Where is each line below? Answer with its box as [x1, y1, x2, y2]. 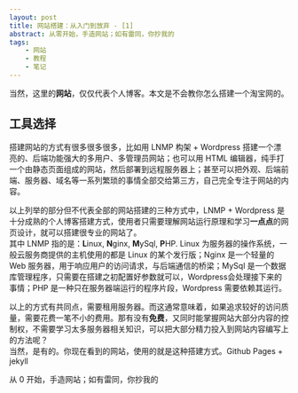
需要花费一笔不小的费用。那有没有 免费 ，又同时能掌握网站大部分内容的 [24, 312, 281, 323]
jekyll [9, 356, 28, 366]
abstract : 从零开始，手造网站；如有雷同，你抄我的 [9, 29, 175, 38]
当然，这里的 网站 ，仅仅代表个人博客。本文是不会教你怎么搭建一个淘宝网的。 [9, 88, 289, 98]
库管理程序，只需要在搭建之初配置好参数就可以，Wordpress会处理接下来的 [9, 271, 282, 282]
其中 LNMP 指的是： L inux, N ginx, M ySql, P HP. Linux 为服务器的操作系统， [9, 238, 280, 248]
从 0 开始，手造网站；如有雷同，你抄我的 [9, 373, 159, 384]
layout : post [9, 12, 58, 22]
